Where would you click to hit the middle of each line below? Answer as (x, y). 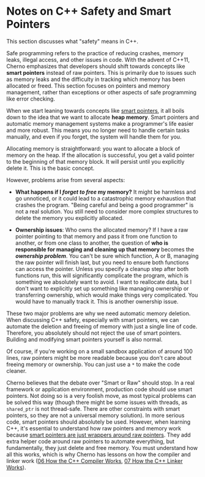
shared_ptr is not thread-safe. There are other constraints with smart (93, 408)
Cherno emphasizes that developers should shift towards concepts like (96, 66)
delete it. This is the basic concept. (50, 168)
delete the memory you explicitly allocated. (69, 218)
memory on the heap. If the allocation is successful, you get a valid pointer (100, 155)
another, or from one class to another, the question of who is (92, 243)
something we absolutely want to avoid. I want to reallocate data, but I (103, 282)
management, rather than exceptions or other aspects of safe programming (102, 92)
